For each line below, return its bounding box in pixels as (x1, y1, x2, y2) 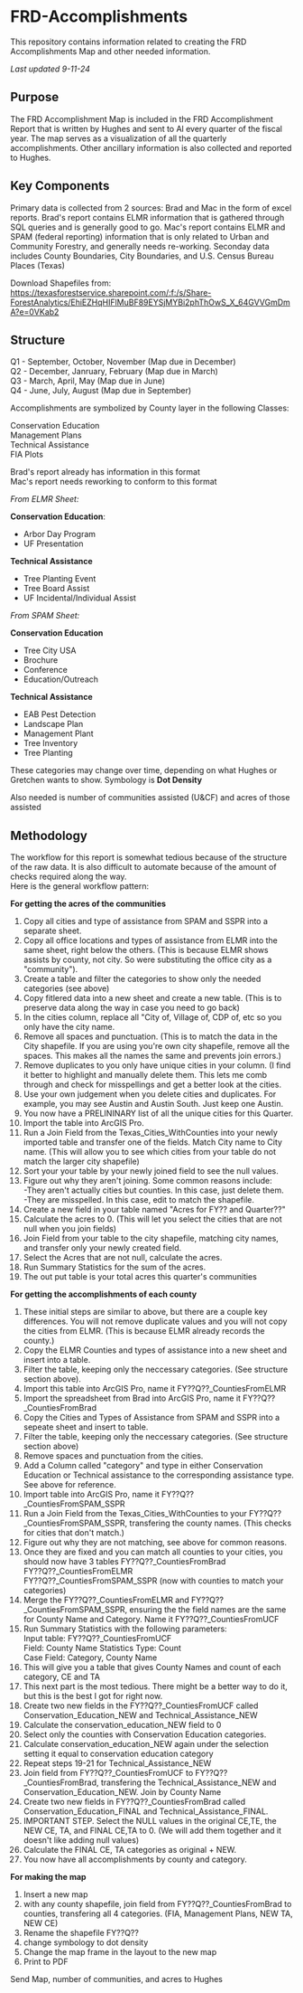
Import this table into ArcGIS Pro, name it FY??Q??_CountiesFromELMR (23, 1384, 287, 1394)
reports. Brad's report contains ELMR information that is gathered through (10, 212, 285, 222)
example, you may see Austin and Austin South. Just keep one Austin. (23, 1099, 283, 1110)
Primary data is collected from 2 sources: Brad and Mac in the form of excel (10, 202, 292, 213)
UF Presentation (23, 538, 84, 549)
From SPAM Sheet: (10, 610, 80, 621)
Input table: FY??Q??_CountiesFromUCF (23, 1633, 172, 1644)
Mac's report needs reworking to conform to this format (10, 477, 217, 487)
